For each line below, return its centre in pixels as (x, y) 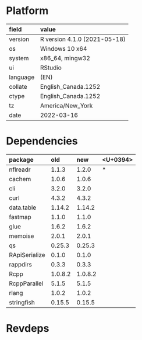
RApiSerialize (27, 255)
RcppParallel (26, 283)
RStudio (51, 67)
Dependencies (42, 141)
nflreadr (20, 169)
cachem (20, 179)
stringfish (22, 302)
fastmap (20, 217)
